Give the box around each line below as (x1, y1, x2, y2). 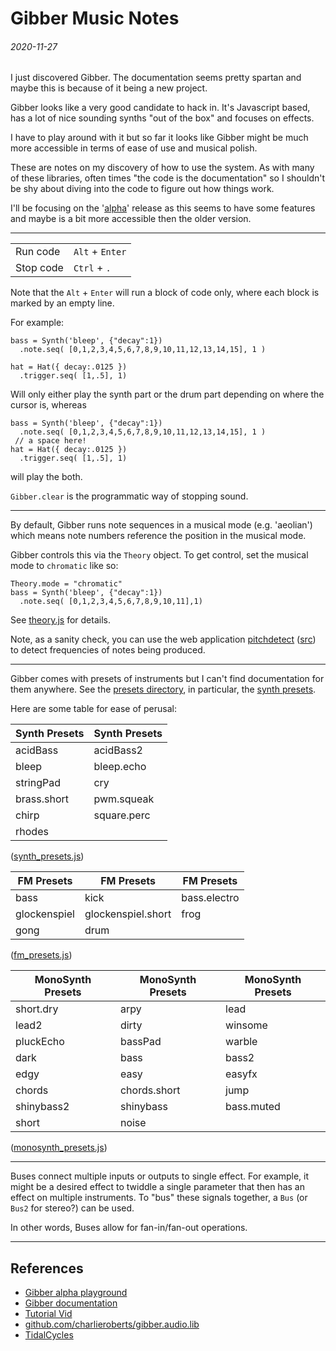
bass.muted (225, 1100, 281, 1114)
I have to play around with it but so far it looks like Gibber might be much (10, 132, 309, 144)
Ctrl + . (73, 261, 112, 275)
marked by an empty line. (10, 297, 115, 309)
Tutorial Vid (24, 1308, 73, 1320)
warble (225, 1035, 258, 1049)
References (10, 1260, 84, 1277)
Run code (15, 245, 61, 259)
